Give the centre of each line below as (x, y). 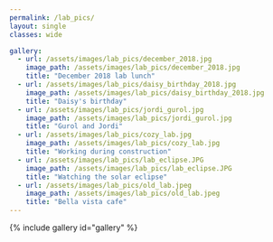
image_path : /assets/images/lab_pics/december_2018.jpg (133, 68)
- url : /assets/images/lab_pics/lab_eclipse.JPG (111, 160)
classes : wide (36, 34)
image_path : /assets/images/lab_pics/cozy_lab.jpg (123, 144)
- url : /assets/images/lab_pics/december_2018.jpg (115, 60)
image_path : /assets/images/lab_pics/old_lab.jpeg (123, 194)
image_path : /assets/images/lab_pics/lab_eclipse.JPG (129, 168)
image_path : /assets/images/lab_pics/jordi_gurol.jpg (129, 118)
